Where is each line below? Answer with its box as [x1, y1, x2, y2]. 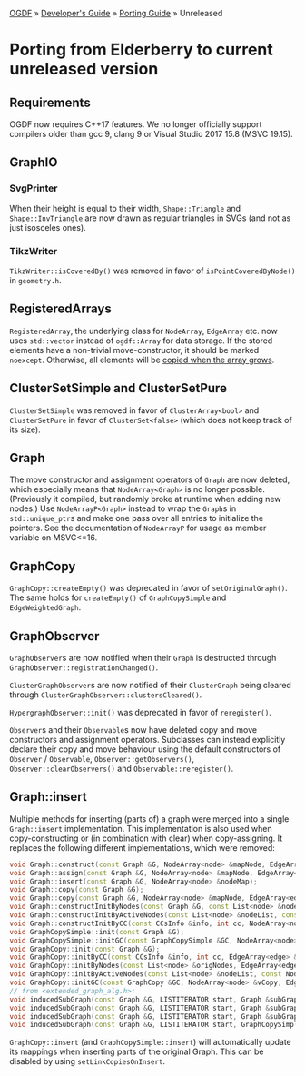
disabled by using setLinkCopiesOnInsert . [9, 1056, 166, 1067]
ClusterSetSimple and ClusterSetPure [9, 380, 227, 396]
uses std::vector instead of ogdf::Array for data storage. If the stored [9, 335, 273, 346]
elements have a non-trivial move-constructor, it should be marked [9, 344, 260, 355]
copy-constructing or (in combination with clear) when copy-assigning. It [9, 833, 283, 844]
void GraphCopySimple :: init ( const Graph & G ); [9, 927, 184, 936]
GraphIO [9, 154, 58, 171]
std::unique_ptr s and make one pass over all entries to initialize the [9, 513, 264, 524]
